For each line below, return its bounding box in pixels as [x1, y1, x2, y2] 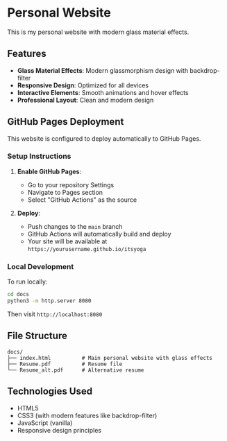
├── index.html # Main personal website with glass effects [7, 354, 213, 361]
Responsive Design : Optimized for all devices [17, 81, 149, 89]
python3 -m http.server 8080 [7, 297, 92, 304]
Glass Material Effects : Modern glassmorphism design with [17, 66, 189, 74]
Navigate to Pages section [27, 188, 103, 196]
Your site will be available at [27, 237, 108, 245]
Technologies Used [7, 386, 92, 397]
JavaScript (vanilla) [17, 418, 73, 427]
